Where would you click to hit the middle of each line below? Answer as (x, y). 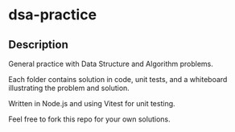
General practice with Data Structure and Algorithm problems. (111, 64)
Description (38, 45)
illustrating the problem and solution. (69, 88)
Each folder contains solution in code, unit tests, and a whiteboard (118, 79)
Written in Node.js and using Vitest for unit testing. (92, 103)
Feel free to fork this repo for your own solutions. (89, 119)
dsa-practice (53, 15)
